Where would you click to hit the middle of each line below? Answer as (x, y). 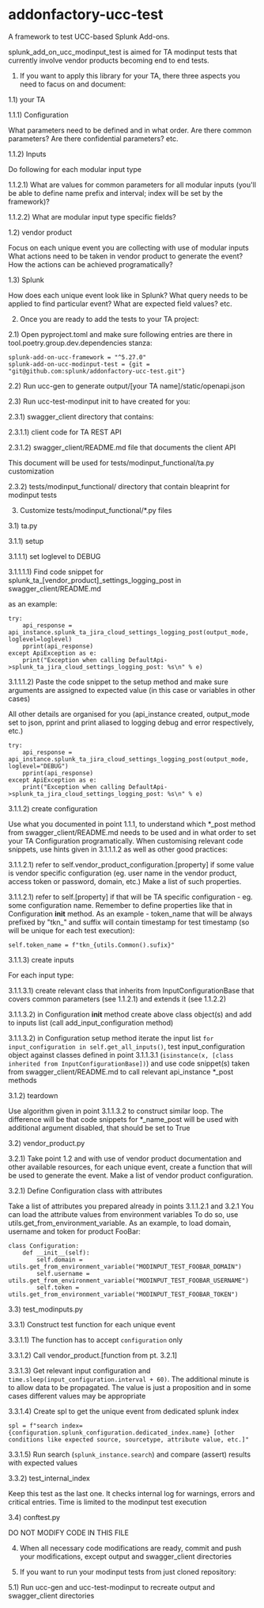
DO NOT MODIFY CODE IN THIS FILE (68, 1533)
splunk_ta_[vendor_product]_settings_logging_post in (95, 580)
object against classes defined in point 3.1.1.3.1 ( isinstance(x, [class (121, 1055)
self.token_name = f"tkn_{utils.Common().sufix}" (92, 945)
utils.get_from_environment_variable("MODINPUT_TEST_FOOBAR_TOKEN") (123, 1294)
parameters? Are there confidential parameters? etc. (93, 138)
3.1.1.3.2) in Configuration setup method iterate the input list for (111, 1038)
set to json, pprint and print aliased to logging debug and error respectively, (131, 722)
